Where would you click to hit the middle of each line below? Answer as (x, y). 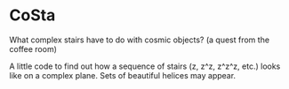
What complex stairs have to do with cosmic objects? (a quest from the (139, 40)
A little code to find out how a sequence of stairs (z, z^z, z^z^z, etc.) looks (145, 66)
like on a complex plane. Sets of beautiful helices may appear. (123, 75)
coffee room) (33, 48)
